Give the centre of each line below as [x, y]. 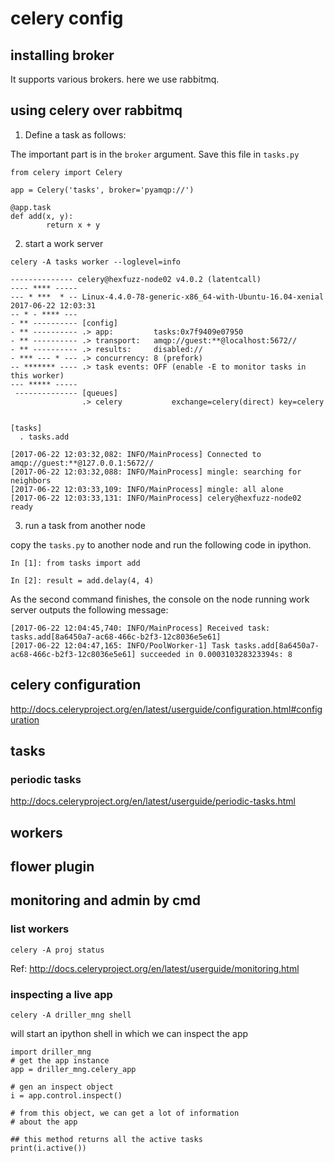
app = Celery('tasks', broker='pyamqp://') [102, 190]
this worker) [37, 375]
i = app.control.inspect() [66, 1096]
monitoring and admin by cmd [105, 900]
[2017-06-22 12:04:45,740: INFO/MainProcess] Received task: [140, 628]
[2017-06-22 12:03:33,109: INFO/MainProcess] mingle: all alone [147, 489]
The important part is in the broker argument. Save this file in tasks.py [155, 154]
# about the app [44, 1122]
